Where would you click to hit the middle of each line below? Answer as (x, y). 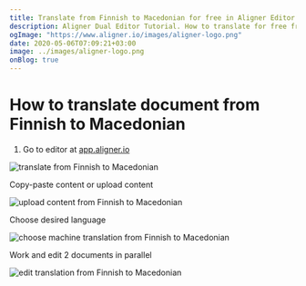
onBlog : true (34, 60)
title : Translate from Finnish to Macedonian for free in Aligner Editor (153, 18)
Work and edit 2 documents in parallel (81, 254)
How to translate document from (135, 105)
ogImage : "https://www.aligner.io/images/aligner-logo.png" (126, 35)
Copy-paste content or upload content (82, 184)
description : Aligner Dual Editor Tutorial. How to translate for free (148, 26)
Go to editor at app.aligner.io (76, 149)
